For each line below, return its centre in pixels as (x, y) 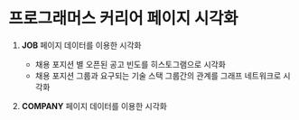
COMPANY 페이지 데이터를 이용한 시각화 (94, 106)
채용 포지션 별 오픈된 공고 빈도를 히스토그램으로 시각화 (131, 64)
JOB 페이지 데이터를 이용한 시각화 (81, 45)
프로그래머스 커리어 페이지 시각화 (123, 18)
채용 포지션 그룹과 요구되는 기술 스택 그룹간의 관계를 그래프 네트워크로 (158, 75)
